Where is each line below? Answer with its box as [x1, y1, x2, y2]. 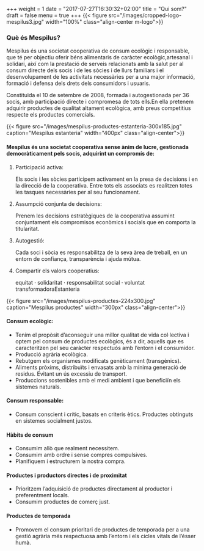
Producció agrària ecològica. [15, 351, 89, 358]
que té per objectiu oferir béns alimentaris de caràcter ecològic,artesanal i [6, 54, 193, 61]
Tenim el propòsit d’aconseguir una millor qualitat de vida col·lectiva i [15, 331, 189, 338]
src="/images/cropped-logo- [108, 12, 182, 19]
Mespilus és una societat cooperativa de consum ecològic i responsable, [6, 47, 190, 54]
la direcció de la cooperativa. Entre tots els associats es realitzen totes [15, 181, 192, 189]
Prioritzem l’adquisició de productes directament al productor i [15, 485, 173, 492]
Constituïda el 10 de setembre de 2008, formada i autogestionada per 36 [6, 92, 189, 99]
